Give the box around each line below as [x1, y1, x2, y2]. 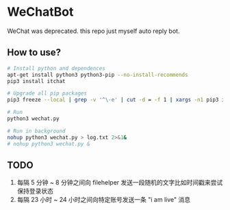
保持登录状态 [16, 187, 53, 196]
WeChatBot [7, 4, 74, 20]
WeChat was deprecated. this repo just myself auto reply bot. [7, 27, 180, 35]
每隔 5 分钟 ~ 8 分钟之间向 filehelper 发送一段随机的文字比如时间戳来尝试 [16, 178, 223, 187]
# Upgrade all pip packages [7, 90, 88, 97]
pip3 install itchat [7, 78, 66, 84]
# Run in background [7, 128, 66, 135]
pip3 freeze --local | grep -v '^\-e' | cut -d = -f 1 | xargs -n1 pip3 [7, 97, 219, 104]
